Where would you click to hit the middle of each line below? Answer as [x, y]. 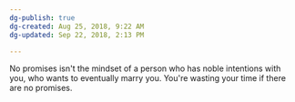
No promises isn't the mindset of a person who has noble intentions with [145, 68]
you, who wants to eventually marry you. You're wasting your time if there [148, 78]
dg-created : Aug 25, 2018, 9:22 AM [77, 26]
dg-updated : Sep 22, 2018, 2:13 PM [77, 35]
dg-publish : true [42, 18]
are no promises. [41, 88]
